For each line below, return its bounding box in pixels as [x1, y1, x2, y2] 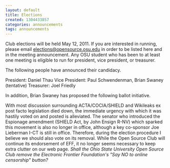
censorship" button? [5, 157, 49, 163]
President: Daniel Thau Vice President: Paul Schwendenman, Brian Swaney [5, 77, 164, 83]
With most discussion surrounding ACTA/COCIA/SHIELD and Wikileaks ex [5, 102, 161, 108]
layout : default [5, 7, 40, 13]
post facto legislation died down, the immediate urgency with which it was [5, 108, 162, 114]
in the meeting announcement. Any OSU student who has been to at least [5, 52, 160, 58]
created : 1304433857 [5, 17, 50, 22]
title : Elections [5, 12, 42, 17]
